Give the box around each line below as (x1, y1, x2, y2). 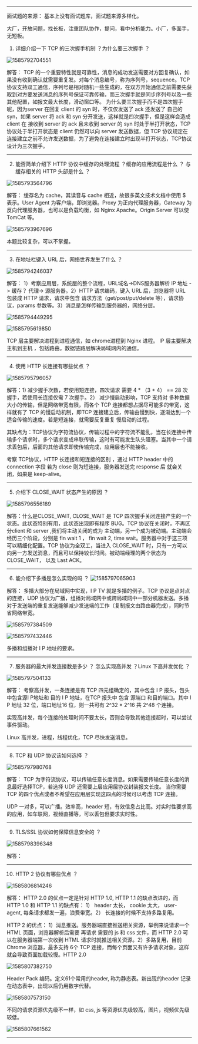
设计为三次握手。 (6, 143, 48, 149)
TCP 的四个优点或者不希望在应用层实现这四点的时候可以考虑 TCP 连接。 (6, 791, 181, 797)
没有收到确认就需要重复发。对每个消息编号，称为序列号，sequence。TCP (11, 76, 190, 83)
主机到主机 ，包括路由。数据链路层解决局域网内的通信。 (6, 345, 142, 351)
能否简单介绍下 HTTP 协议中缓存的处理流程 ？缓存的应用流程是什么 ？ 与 (15, 160, 191, 167)
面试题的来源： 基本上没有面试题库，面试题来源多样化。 (6, 12, 142, 19)
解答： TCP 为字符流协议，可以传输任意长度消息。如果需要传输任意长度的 (6, 776, 184, 782)
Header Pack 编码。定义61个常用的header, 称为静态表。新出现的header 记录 (6, 975, 192, 982)
